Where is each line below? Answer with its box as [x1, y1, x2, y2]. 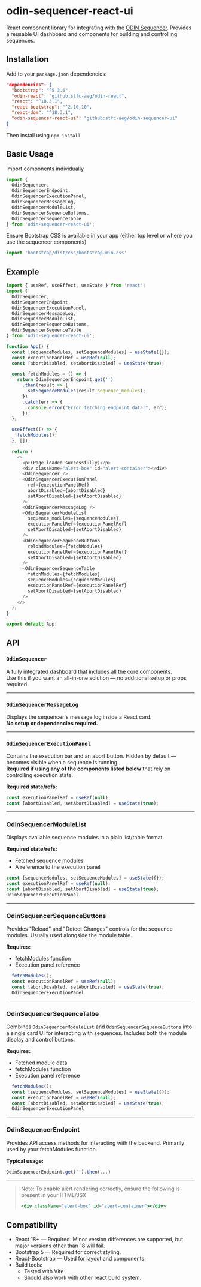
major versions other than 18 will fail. [14, 1242, 105, 1249]
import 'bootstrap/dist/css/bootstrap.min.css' [6, 250, 127, 256]
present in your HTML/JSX [20, 1192, 87, 1199]
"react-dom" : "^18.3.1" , [11, 110, 74, 116]
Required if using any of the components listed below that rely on [6, 765, 171, 772]
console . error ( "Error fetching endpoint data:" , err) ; [28, 404, 167, 410]
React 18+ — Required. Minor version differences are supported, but [14, 1236, 184, 1243]
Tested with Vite [23, 1268, 64, 1275]
